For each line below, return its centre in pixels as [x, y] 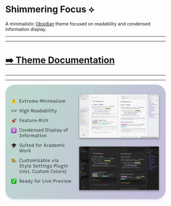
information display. [26, 29]
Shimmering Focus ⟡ [50, 9]
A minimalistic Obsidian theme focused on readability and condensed [78, 23]
